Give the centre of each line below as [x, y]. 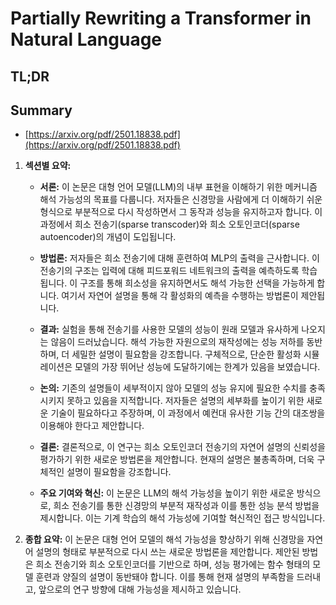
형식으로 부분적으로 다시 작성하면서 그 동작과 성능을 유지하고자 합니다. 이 [181, 212]
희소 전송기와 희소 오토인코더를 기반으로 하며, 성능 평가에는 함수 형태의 [173, 564]
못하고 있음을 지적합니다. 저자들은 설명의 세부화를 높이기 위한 [185, 401]
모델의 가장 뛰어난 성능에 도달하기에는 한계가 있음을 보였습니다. [197, 367]
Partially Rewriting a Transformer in [161, 18]
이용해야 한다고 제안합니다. [92, 426]
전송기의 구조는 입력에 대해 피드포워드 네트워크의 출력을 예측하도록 [169, 271]
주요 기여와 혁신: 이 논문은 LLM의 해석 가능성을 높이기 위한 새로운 [167, 493]
